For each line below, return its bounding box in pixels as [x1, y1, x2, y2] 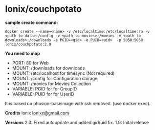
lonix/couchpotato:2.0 [5, 42, 51, 47]
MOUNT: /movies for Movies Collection [12, 81, 91, 87]
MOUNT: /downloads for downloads [12, 65, 85, 71]
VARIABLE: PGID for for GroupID [12, 86, 77, 91]
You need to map [5, 50, 40, 56]
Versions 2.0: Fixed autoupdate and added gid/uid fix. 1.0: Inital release [5, 119, 149, 125]
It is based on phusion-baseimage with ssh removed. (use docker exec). [5, 100, 151, 106]
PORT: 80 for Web [12, 60, 49, 65]
